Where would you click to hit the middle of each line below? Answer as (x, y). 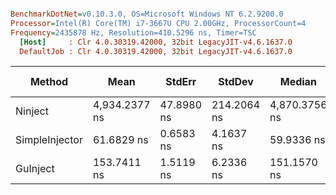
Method (49, 82)
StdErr (181, 82)
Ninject (32, 111)
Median (298, 82)
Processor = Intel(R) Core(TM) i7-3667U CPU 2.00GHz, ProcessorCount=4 (158, 23)
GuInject (35, 169)
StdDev (236, 82)
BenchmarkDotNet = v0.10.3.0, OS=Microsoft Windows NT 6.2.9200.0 (147, 14)
